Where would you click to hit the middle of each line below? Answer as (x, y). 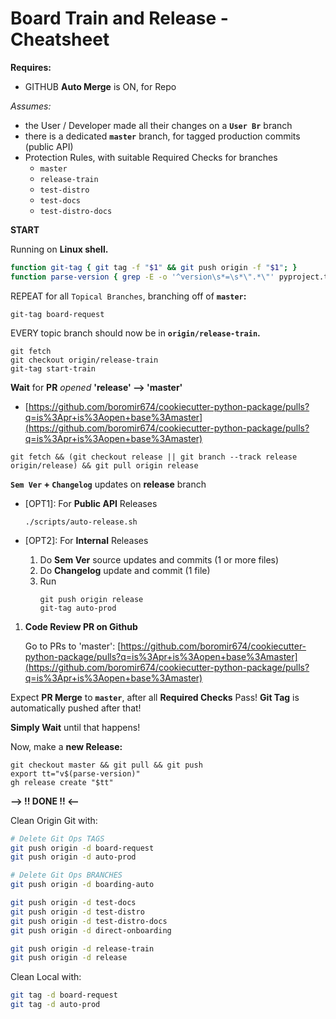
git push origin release (91, 599)
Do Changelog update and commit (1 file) (125, 570)
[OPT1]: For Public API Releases (91, 503)
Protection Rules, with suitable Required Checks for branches (151, 157)
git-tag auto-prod (78, 608)
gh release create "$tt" (62, 782)
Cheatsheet (60, 39)
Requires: (31, 67)
